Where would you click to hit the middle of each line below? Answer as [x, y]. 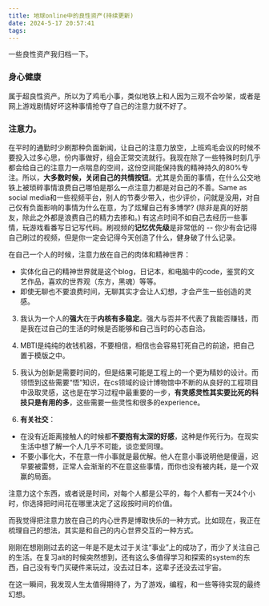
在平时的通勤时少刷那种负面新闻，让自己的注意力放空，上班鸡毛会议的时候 [131, 147]
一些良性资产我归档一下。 [50, 54]
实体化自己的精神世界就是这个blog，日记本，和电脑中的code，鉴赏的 [134, 271]
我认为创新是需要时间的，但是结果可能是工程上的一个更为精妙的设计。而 [139, 372]
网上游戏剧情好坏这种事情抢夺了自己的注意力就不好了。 [99, 106]
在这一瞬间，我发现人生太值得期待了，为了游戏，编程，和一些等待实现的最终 [134, 584]
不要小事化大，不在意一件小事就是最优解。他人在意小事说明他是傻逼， [136, 456]
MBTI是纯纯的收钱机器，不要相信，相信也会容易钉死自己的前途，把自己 [137, 345]
